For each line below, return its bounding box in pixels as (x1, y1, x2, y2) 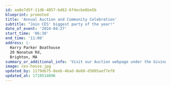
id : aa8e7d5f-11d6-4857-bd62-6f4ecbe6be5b (5, 7, 97, 13)
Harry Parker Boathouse (10, 45, 60, 50)
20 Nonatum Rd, (10, 50, 42, 55)
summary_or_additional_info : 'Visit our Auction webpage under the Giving (5, 59, 167, 64)
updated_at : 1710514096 (5, 73, 56, 78)
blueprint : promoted (5, 12, 49, 17)
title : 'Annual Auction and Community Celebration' (5, 17, 117, 22)
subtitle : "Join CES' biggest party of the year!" (5, 21, 115, 27)
